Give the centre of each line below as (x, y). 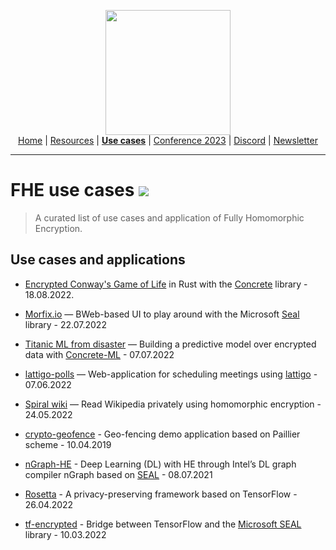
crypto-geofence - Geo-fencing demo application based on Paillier (162, 434)
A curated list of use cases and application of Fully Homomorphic (169, 217)
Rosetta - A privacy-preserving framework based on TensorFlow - (161, 494)
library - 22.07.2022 (65, 324)
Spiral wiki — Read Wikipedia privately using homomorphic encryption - (173, 404)
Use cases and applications (98, 260)
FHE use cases (72, 190)
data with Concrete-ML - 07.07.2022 (99, 354)
